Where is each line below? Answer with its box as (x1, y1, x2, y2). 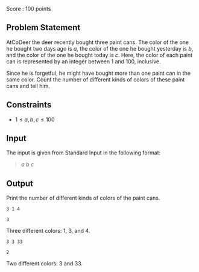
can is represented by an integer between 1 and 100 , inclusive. (6, 57, 161, 65)
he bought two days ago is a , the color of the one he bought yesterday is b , (6, 45, 194, 52)
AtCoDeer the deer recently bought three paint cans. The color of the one (6, 39, 189, 46)
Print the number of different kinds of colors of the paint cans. (6, 194, 160, 201)
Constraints (6, 100, 52, 110)
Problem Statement (6, 22, 81, 33)
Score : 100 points (6, 5, 51, 12)
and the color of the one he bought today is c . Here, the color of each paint (6, 51, 193, 59)
